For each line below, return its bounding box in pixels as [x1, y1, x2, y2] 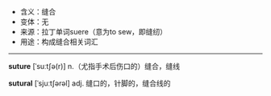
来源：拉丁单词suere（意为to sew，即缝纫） [19, 27, 168, 36]
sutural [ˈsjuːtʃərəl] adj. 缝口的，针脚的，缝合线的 [8, 78, 171, 88]
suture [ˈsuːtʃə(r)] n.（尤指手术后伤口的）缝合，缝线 [8, 62, 180, 70]
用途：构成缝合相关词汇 [19, 37, 98, 46]
